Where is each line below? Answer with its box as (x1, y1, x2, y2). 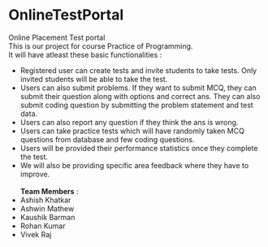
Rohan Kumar (19, 221, 66, 231)
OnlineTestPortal (8, 6, 124, 24)
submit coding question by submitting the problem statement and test (19, 100, 253, 110)
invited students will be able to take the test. (19, 74, 168, 84)
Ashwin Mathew (19, 203, 75, 213)
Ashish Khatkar (19, 195, 71, 205)
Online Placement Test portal (8, 32, 106, 42)
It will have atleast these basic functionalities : (8, 50, 162, 59)
